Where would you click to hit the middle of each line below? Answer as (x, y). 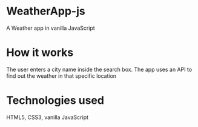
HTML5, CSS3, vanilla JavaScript (48, 117)
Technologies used (55, 101)
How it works (40, 53)
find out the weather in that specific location (61, 76)
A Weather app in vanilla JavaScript (51, 28)
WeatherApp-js (46, 11)
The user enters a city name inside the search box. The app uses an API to (99, 69)
